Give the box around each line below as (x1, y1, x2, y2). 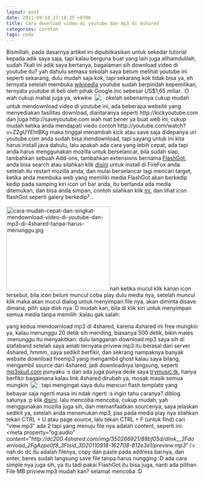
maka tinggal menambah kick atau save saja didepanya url (49, 129, 197, 136)
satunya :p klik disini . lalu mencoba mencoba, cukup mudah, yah (6, 396, 169, 403)
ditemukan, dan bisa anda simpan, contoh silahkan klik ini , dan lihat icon (6, 187, 188, 194)
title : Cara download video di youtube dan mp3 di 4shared (6, 20, 160, 26)
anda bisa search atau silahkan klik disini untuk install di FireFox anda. (6, 161, 181, 168)
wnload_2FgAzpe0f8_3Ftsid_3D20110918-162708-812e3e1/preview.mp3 (6, 441, 186, 449)
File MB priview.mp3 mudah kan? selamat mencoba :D (6, 468, 142, 475)
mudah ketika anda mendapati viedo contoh (6, 122, 117, 129)
